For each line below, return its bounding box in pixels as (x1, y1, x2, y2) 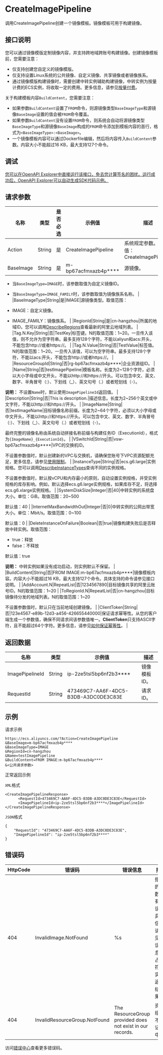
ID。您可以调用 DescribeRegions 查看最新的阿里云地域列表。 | (16, 324, 138, 330)
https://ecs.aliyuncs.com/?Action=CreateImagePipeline (5, 736, 118, 741)
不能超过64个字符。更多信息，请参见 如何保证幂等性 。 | (17, 623, 128, 628)
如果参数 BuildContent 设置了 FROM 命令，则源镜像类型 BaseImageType (12, 105, 144, 111)
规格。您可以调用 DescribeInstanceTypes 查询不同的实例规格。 (5, 465, 129, 471)
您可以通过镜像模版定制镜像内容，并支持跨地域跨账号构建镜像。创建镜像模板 (5, 50, 158, 56)
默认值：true (5, 553, 31, 559)
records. (114, 1029, 133, 1035)
